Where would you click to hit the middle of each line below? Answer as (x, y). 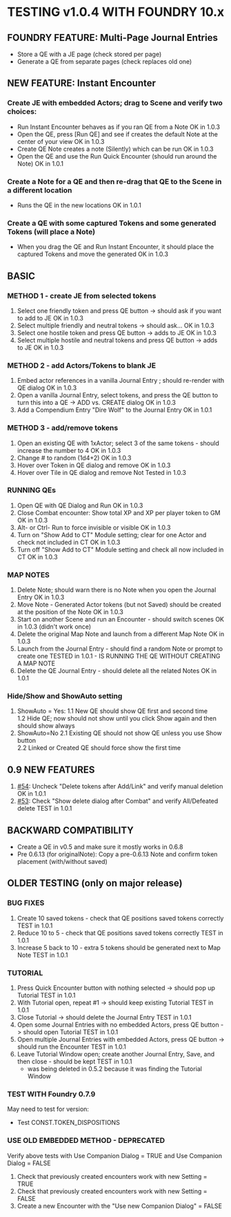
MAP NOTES (29, 575)
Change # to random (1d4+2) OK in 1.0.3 (74, 458)
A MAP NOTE (36, 664)
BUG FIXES (26, 903)
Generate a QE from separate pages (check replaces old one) (104, 62)
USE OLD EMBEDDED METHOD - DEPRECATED (86, 1141)
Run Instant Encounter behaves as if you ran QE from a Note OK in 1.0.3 (119, 127)
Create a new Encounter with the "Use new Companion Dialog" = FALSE (120, 1206)
